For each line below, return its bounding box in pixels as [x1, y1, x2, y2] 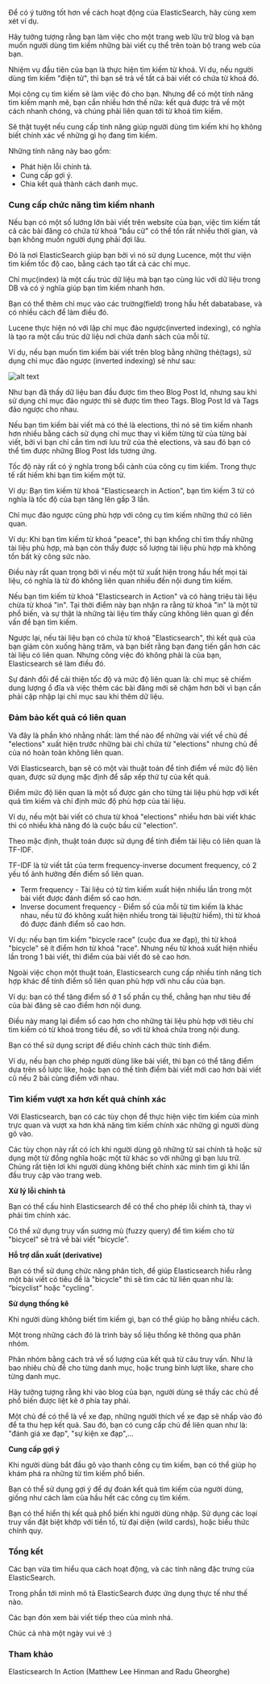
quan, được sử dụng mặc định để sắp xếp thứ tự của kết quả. [8, 772, 211, 781]
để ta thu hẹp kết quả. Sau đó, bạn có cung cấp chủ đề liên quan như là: [8, 1420, 248, 1429]
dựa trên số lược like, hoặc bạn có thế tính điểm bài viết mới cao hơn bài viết [8, 1064, 262, 1074]
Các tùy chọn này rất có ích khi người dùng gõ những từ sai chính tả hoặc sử [8, 1145, 262, 1154]
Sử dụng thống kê [8, 1298, 69, 1308]
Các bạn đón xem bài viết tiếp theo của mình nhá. [8, 1613, 173, 1623]
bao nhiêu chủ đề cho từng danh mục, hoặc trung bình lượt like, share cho [8, 1363, 254, 1373]
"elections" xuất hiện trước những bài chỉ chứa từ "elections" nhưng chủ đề [8, 738, 258, 748]
